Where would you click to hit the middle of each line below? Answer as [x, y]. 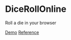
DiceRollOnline [36, 9]
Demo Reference [22, 32]
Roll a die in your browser [31, 23]
